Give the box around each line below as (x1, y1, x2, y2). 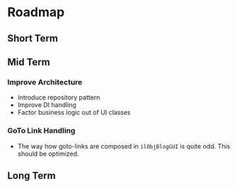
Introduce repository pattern (17, 93, 100, 102)
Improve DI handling (17, 101, 76, 109)
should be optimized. (17, 149, 79, 158)
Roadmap (7, 4, 65, 20)
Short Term (7, 32, 59, 44)
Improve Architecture (7, 77, 83, 87)
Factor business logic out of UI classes (17, 108, 131, 117)
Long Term (7, 170, 56, 182)
